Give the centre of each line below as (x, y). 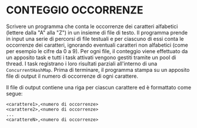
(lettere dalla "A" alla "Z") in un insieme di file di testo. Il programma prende (97, 32)
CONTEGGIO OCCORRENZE (75, 10)
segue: (14, 94)
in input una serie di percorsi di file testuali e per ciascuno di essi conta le (95, 39)
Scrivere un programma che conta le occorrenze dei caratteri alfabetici (92, 26)
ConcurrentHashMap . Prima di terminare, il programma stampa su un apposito (98, 70)
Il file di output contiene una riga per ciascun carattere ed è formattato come (99, 87)
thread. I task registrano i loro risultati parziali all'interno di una (82, 63)
